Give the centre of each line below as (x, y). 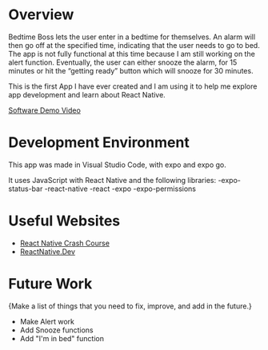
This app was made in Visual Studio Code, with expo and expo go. (117, 165)
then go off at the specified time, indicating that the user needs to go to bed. (134, 45)
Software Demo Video (45, 110)
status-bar (26, 189)
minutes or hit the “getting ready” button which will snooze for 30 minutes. (131, 70)
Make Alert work (47, 321)
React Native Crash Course (65, 243)
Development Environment (99, 143)
